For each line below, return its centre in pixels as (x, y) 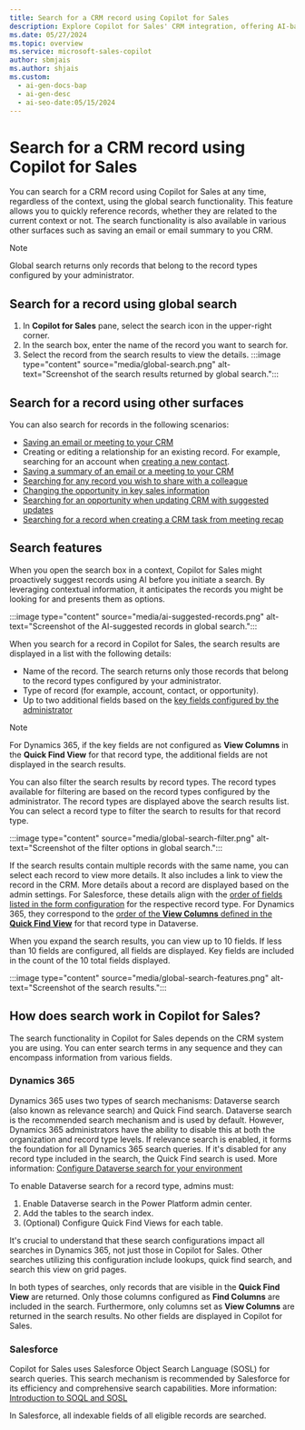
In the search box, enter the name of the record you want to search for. (155, 345)
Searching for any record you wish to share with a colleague (135, 480)
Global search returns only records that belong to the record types (133, 265)
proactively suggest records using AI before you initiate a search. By (137, 579)
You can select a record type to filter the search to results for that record (145, 811)
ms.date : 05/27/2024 (49, 35)
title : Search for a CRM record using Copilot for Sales (119, 18)
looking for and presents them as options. (87, 599)
